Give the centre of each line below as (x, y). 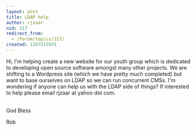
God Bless (19, 110)
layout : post (22, 12)
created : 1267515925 (32, 45)
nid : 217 (17, 28)
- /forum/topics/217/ (38, 39)
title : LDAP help (27, 17)
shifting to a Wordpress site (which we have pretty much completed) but (94, 74)
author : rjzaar (25, 22)
